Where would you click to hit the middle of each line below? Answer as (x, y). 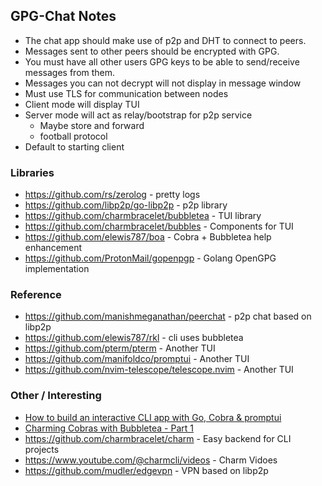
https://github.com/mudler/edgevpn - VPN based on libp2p (146, 470)
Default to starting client (74, 146)
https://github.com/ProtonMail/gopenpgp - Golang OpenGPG (150, 258)
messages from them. (70, 72)
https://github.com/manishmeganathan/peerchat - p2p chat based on (168, 316)
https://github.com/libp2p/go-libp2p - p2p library (126, 205)
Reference (36, 295)
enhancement (53, 248)
